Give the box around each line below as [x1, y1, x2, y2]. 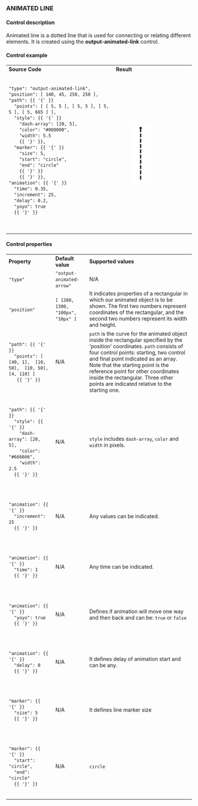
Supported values [89, 258, 134, 265]
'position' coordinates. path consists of [89, 342, 184, 349]
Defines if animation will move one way [89, 608, 184, 615]
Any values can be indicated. [89, 512, 159, 520]
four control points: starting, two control [89, 349, 186, 356]
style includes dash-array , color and [89, 435, 179, 442]
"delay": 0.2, [14, 198, 49, 204]
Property [8, 258, 31, 265]
